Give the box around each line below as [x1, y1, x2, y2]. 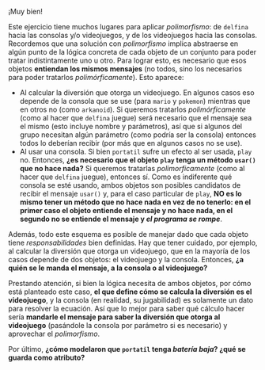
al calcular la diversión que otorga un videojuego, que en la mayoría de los [8, 246, 251, 256]
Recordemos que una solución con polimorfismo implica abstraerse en [8, 39, 239, 48]
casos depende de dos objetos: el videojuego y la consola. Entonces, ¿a [8, 255, 244, 264]
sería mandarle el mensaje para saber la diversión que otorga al [8, 312, 221, 322]
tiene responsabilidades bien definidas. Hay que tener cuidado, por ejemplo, [8, 238, 258, 247]
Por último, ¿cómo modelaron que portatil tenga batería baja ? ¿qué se [8, 345, 247, 353]
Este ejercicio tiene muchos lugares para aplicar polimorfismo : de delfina [8, 22, 249, 31]
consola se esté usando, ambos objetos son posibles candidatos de [19, 181, 241, 189]
